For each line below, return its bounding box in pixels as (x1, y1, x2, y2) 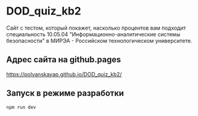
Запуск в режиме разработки (6, 88, 125, 98)
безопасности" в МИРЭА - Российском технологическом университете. (6, 37, 193, 44)
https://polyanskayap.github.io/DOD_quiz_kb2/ (6, 71, 122, 78)
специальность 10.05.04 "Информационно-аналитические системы (6, 30, 181, 37)
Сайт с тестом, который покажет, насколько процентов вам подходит (6, 24, 187, 31)
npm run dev (6, 104, 36, 110)
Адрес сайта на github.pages (6, 54, 122, 65)
